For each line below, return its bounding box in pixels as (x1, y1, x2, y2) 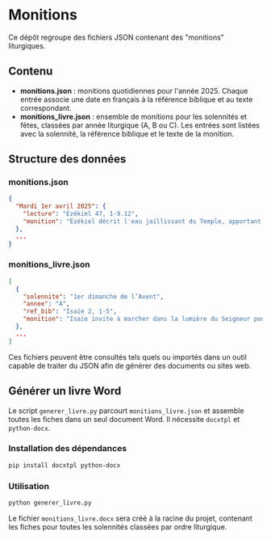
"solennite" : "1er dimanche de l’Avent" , (23, 293, 164, 301)
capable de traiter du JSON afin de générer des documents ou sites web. (8, 361, 252, 370)
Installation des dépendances (8, 443, 127, 454)
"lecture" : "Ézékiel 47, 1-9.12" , (23, 210, 139, 218)
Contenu (8, 65, 53, 78)
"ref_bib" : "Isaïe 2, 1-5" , (23, 307, 117, 316)
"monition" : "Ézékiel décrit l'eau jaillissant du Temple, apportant (23, 217, 262, 226)
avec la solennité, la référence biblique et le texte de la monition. (19, 129, 235, 138)
